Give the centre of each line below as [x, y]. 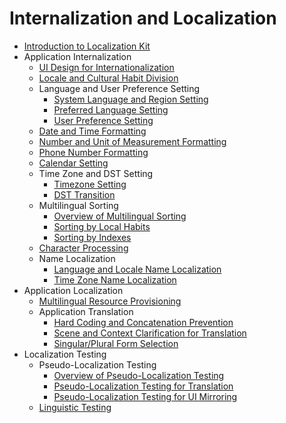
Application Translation [86, 311]
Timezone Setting [90, 184]
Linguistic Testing [75, 407]
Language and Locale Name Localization [137, 269]
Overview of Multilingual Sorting [120, 216]
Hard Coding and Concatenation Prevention [143, 322]
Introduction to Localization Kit [87, 46]
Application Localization [73, 290]
